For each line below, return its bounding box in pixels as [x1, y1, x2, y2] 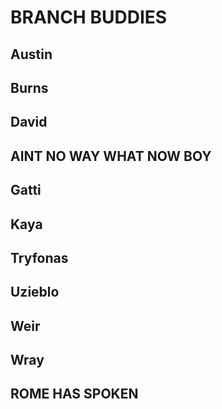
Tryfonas [10, 249, 69, 266]
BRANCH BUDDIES [10, 6, 168, 29]
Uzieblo [10, 284, 60, 301]
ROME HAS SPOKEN [10, 386, 139, 403]
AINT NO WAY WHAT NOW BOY [10, 147, 212, 165]
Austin [10, 46, 53, 63]
